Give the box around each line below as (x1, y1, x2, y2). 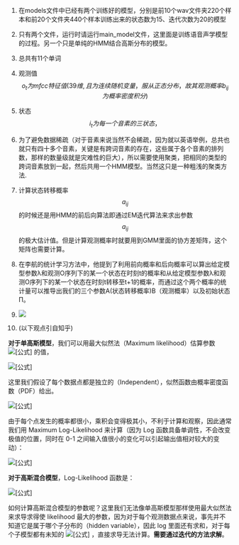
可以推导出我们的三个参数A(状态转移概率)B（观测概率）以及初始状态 (30, 286, 230, 296)
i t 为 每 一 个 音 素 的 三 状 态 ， (89, 119, 162, 129)
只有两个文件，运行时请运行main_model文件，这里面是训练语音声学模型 (18, 30, 228, 38)
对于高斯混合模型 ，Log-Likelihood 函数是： (8, 473, 135, 482)
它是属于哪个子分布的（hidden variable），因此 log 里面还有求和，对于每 (20, 522, 230, 530)
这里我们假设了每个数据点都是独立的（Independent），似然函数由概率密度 (8, 378, 223, 386)
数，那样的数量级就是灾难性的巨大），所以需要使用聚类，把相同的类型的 (18, 153, 227, 162)
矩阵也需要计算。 (18, 245, 69, 254)
